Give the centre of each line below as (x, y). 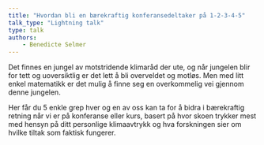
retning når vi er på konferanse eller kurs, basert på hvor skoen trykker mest (132, 116)
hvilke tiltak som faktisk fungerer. (62, 133)
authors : (23, 37)
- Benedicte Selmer (55, 45)
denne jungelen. (34, 92)
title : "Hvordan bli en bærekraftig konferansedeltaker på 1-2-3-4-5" (127, 15)
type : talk (26, 30)
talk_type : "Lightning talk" (56, 23)
